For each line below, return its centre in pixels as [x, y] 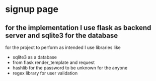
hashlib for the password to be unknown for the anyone [70, 68]
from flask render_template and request [53, 62]
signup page [32, 9]
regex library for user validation [45, 73]
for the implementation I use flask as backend [78, 28]
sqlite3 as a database [34, 57]
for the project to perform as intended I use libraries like [63, 47]
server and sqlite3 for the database [62, 35]
